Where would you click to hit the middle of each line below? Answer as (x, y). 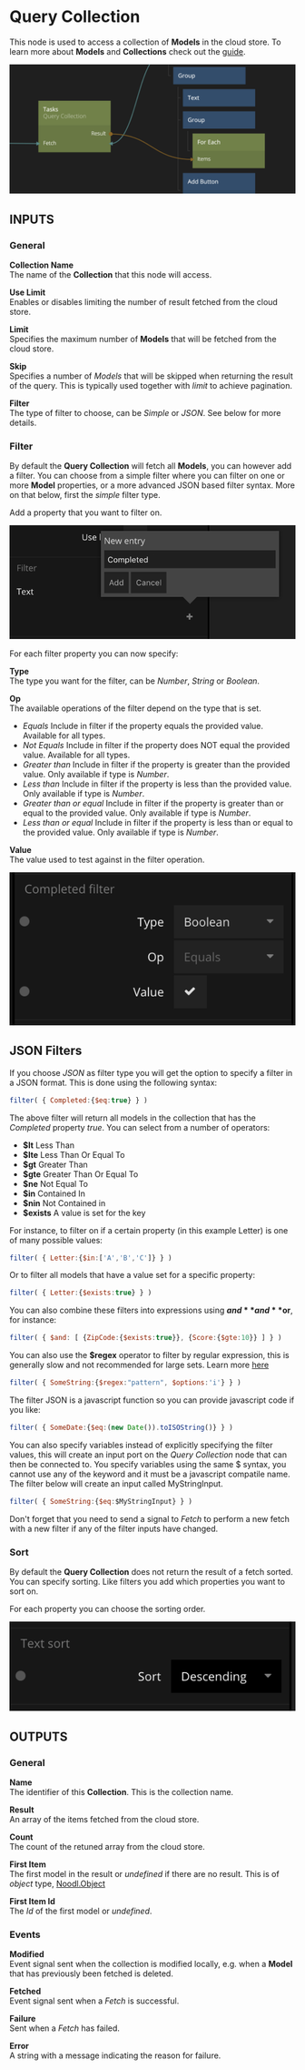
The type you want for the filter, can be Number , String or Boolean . (135, 681)
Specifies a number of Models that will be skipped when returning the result (151, 376)
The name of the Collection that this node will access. (111, 275)
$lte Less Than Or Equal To (74, 1154)
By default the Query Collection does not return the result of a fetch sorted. (151, 1572)
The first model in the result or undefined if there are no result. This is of (144, 1874)
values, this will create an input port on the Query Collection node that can (148, 1455)
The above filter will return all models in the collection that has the (133, 1118)
